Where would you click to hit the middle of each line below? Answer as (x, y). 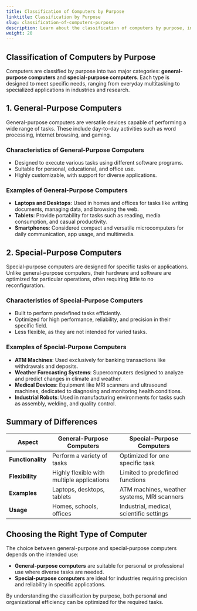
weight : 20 (19, 33)
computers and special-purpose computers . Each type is (99, 77)
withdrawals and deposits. (46, 366)
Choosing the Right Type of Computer (77, 534)
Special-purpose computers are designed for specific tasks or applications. (97, 267)
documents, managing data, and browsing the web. (77, 209)
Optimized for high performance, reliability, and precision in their (93, 319)
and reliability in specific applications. (60, 585)
